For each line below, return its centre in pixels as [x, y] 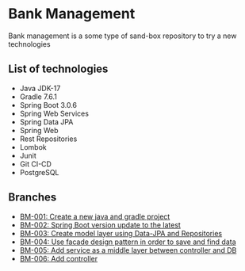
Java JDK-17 [40, 88]
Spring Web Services [54, 113]
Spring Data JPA [46, 122]
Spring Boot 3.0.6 [48, 105]
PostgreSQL [39, 172]
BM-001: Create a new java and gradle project [95, 216]
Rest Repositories [48, 139]
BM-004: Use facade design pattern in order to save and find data [128, 242]
